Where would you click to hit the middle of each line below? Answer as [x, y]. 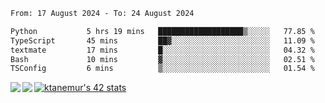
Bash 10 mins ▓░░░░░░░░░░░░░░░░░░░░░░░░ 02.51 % [162, 59]
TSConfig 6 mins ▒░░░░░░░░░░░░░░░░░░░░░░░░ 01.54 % [162, 69]
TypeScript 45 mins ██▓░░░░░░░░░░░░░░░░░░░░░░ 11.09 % [162, 40]
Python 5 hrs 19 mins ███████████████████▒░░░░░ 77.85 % [162, 31]
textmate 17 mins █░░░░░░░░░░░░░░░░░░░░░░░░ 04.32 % [162, 50]
